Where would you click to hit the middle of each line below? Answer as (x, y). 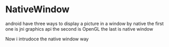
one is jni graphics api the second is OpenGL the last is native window (79, 29)
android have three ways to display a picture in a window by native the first (85, 24)
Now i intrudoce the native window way (47, 39)
